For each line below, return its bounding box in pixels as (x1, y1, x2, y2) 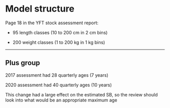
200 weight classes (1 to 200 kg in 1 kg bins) (12, 39, 105, 45)
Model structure (5, 3, 75, 15)
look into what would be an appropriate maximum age (5, 97, 117, 103)
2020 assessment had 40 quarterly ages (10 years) (5, 82, 112, 88)
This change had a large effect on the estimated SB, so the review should (5, 91, 158, 97)
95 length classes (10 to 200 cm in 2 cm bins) (12, 29, 108, 35)
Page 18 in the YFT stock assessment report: (5, 20, 99, 26)
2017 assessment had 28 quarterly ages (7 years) (5, 72, 109, 78)
